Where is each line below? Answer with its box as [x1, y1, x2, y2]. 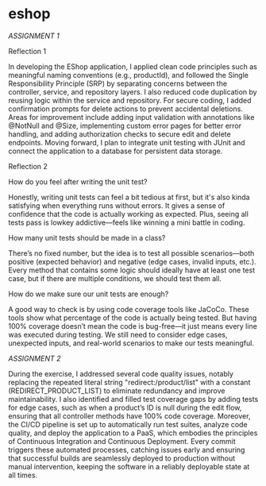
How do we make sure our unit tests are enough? [8, 289, 169, 299]
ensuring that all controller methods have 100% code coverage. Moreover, [8, 411, 251, 421]
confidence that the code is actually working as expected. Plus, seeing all [8, 209, 249, 218]
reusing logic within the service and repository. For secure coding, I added [8, 95, 252, 105]
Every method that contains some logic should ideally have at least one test [8, 265, 256, 275]
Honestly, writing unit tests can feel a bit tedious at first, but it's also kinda [8, 192, 250, 202]
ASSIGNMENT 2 [8, 353, 61, 363]
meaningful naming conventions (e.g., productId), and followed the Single [8, 70, 249, 79]
